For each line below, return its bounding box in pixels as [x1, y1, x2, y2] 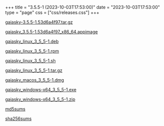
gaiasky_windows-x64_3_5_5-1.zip [5, 97, 76, 102]
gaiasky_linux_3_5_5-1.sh [5, 58, 56, 64]
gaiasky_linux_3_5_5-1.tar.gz [5, 67, 63, 73]
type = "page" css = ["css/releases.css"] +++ [5, 9, 100, 15]
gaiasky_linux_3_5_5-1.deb [5, 38, 59, 44]
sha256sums [5, 116, 32, 122]
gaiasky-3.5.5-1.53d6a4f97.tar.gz [5, 19, 73, 25]
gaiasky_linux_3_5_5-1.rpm [5, 48, 59, 54]
